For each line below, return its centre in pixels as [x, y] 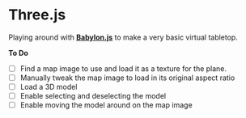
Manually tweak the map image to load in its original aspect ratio [127, 78]
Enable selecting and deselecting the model [93, 96]
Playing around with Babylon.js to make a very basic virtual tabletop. [123, 37]
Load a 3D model [49, 87]
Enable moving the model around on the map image [106, 105]
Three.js [37, 15]
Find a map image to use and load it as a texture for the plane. [123, 68]
